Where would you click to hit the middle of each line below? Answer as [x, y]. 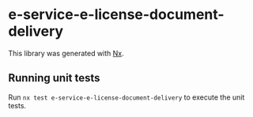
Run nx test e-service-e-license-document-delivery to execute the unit [126, 97]
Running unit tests [54, 78]
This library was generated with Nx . [66, 53]
